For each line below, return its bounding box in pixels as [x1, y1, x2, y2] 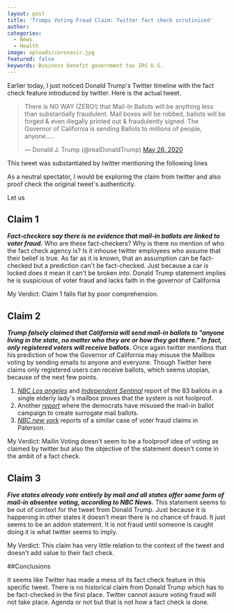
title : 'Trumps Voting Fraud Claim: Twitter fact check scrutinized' [7, 17, 214, 24]
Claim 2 [7, 310, 41, 321]
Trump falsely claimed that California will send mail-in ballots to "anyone [7, 328, 225, 337]
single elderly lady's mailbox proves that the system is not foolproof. [17, 394, 214, 402]
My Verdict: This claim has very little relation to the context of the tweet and [7, 541, 225, 550]
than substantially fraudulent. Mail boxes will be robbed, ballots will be [24, 109, 226, 118]
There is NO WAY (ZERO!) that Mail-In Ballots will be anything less [24, 102, 214, 110]
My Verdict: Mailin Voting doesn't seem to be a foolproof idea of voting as [7, 437, 219, 446]
